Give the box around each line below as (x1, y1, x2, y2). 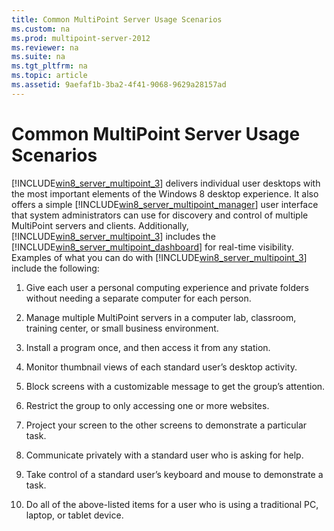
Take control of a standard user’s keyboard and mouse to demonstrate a (25, 468, 324, 480)
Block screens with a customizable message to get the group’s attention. (25, 380, 326, 392)
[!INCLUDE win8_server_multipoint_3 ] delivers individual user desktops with (11, 177, 321, 189)
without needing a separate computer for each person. (25, 292, 252, 304)
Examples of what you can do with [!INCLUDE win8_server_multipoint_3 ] (11, 251, 308, 263)
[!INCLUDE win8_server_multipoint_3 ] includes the (11, 230, 216, 242)
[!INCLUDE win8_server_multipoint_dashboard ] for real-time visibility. (11, 241, 294, 253)
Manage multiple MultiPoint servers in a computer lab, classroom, (25, 311, 297, 323)
